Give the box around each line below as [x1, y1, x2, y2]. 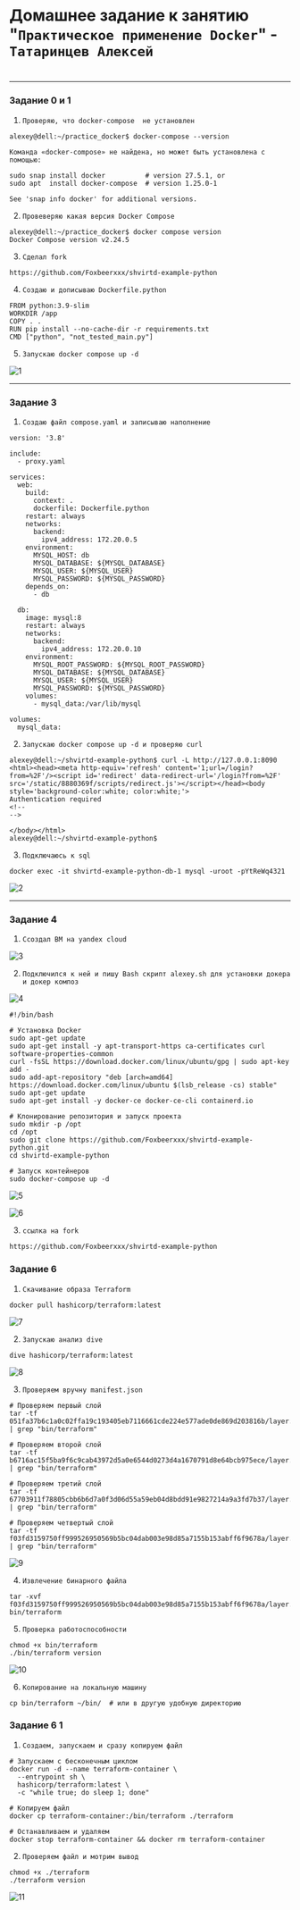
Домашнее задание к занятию [9, 5, 250, 26]
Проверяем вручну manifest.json [21, 1386, 143, 1395]
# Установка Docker [9, 1026, 82, 1035]
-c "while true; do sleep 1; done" [17, 1788, 150, 1797]
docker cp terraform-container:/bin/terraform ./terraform [9, 1811, 234, 1821]
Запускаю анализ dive [21, 1335, 103, 1345]
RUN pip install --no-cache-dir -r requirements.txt [9, 324, 210, 333]
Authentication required [9, 794, 102, 804]
